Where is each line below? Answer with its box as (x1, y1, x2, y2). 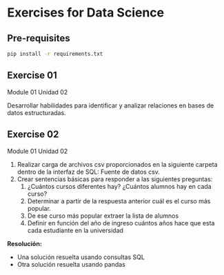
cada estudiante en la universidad (27, 226, 124, 234)
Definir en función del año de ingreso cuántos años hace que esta (27, 218, 215, 227)
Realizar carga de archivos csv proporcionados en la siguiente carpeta (17, 160, 218, 168)
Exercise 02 (7, 129, 59, 141)
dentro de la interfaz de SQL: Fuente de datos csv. (17, 167, 161, 176)
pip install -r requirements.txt (7, 50, 103, 57)
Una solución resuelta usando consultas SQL (17, 253, 145, 261)
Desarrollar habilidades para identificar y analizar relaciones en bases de (7, 101, 214, 110)
